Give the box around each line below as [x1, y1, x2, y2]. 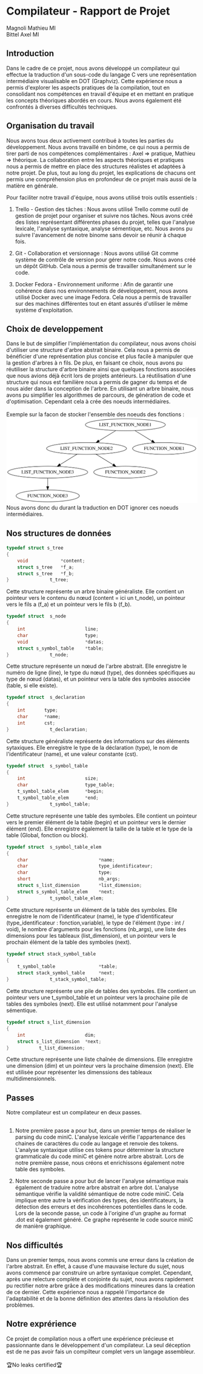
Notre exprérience [6, 1319, 77, 1329]
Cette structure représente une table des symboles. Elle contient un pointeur [6, 812, 198, 820]
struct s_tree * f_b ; [17, 570, 75, 577]
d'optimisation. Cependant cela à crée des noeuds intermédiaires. [6, 398, 171, 405]
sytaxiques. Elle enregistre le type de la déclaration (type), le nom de [6, 744, 178, 751]
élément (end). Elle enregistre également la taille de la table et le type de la [6, 825, 193, 832]
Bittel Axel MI [6, 30, 39, 38]
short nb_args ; [17, 876, 121, 882]
